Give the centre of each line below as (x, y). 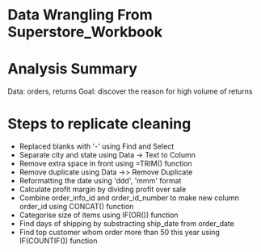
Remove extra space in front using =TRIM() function (105, 164)
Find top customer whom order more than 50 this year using (119, 233)
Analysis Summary (73, 69)
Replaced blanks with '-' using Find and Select (97, 146)
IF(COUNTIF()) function (58, 241)
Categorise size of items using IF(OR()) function (99, 215)
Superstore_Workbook (85, 32)
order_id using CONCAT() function (76, 207)
